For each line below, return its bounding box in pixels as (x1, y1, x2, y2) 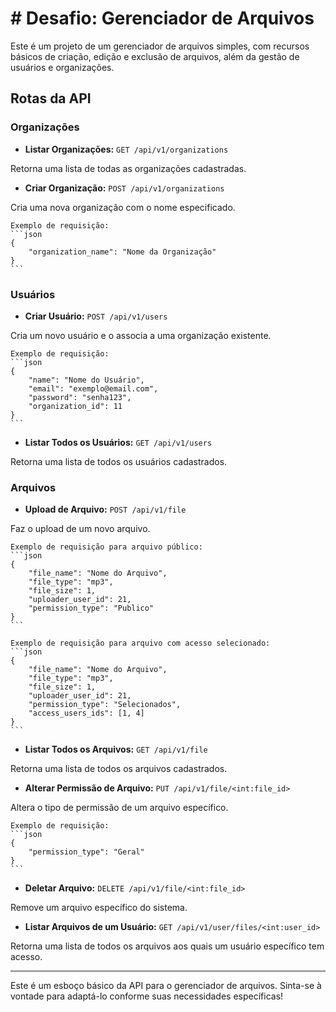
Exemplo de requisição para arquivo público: (10, 542, 203, 552)
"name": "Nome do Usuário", (28, 375, 145, 385)
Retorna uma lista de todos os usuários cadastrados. (10, 455, 228, 467)
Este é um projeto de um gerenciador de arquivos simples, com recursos (10, 40, 310, 52)
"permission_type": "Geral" (28, 847, 145, 857)
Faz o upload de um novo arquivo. (10, 523, 151, 535)
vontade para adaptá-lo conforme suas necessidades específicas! (10, 990, 284, 1002)
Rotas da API (10, 90, 92, 107)
